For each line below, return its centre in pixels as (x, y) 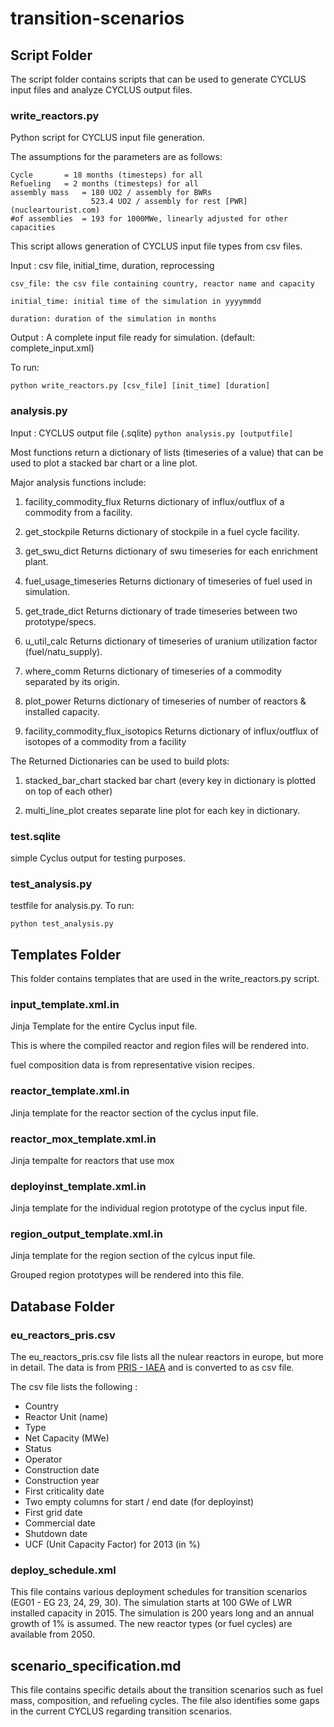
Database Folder (62, 1306)
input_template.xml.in (65, 1004)
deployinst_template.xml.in (78, 1186)
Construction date (62, 1470)
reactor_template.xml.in (70, 1091)
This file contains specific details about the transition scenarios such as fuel (166, 1690)
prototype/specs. (60, 621)
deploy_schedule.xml (63, 1570)
